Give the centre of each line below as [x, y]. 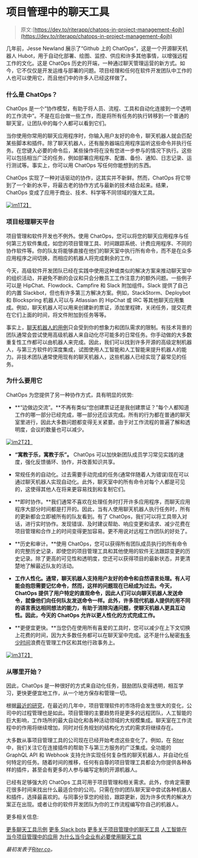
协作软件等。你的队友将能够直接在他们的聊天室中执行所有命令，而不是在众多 [99, 251]
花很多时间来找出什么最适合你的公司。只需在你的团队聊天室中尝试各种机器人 [99, 790]
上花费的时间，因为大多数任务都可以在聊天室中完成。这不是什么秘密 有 [100, 635]
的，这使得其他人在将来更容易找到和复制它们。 [71, 489]
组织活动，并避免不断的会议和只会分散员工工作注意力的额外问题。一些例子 [101, 278]
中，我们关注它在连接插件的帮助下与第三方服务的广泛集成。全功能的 [89, 748]
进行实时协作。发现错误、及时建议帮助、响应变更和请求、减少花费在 [108, 524]
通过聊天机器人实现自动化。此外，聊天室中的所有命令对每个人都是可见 [100, 482]
